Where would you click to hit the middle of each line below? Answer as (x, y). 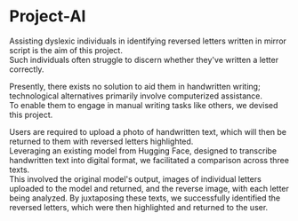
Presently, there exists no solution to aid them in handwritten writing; (135, 86)
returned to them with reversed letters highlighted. (101, 141)
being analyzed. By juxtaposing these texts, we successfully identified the (145, 198)
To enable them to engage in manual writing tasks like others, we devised (144, 105)
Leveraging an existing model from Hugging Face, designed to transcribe (143, 150)
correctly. (27, 69)
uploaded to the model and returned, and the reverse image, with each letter (149, 188)
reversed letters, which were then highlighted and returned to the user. (139, 207)
